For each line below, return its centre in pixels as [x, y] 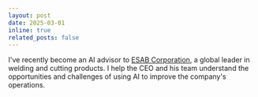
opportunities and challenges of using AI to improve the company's [117, 76]
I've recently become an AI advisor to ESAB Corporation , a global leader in [129, 60]
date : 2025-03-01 [37, 23]
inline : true [30, 30]
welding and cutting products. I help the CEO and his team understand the [129, 69]
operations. [27, 85]
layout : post [30, 15]
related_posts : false [44, 37]
